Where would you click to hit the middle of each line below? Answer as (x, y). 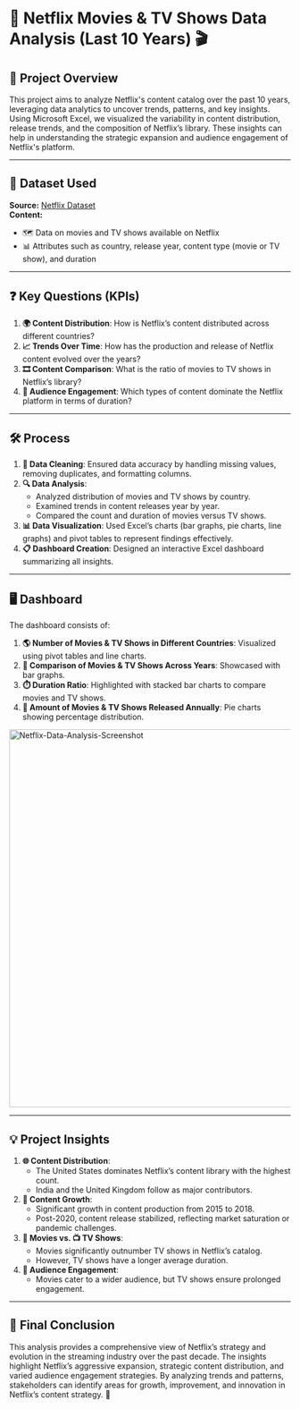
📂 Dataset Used (53, 184)
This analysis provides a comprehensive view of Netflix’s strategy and (137, 1346)
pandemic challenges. (76, 1228)
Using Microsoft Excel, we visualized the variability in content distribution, (145, 119)
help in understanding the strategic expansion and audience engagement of (149, 137)
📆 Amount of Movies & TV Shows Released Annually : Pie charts (142, 708)
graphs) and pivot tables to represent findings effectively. (128, 539)
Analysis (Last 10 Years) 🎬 (108, 39)
